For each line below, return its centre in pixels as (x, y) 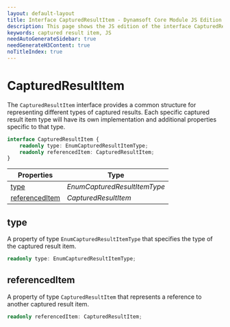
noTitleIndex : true (35, 52)
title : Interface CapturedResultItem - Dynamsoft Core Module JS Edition (115, 20)
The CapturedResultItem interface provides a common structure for (102, 104)
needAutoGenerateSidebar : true (52, 39)
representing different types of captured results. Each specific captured (108, 112)
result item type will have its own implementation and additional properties (112, 119)
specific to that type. (36, 126)
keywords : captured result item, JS (59, 33)
